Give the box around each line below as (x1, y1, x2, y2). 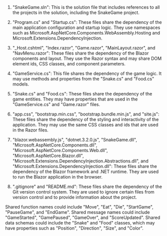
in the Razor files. (12, 127, 48, 133)
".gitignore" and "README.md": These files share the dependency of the (12, 183, 162, 189)
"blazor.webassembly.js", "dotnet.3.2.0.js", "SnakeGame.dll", (12, 137, 137, 142)
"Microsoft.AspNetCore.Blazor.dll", (12, 152, 84, 158)
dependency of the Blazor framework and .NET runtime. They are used (12, 168, 159, 174)
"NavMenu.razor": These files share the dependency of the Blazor (12, 50, 149, 56)
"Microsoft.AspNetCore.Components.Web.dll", (12, 147, 108, 153)
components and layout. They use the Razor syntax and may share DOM (12, 55, 162, 61)
